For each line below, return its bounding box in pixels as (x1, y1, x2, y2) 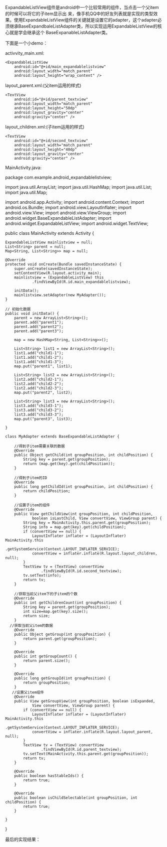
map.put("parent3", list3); (14, 416, 72, 421)
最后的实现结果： (5, 836, 40, 842)
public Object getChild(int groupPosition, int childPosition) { (14, 453, 153, 458)
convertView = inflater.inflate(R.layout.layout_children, (31, 551, 157, 556)
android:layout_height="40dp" (14, 147, 77, 152)
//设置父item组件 (11, 690, 44, 695)
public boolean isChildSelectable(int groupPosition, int (14, 795, 137, 800)
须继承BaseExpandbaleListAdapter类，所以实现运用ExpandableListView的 (5, 23, 157, 29)
